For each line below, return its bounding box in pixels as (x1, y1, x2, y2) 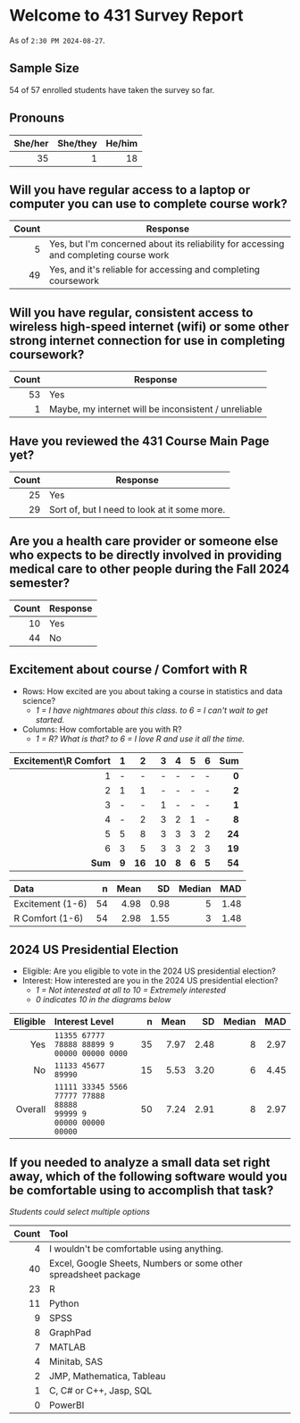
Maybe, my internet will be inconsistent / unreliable (48, 403, 262, 415)
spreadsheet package (48, 1268, 141, 1281)
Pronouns (9, 111, 65, 126)
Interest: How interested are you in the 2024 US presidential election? (21, 975, 279, 986)
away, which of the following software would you (9, 1168, 287, 1184)
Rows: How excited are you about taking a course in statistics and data (21, 685, 283, 697)
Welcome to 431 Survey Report (9, 5, 244, 26)
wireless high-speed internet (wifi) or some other (9, 319, 289, 334)
